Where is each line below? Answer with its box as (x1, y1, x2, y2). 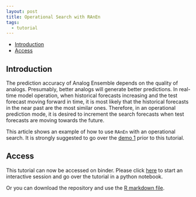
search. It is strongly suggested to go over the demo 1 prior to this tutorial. (6, 134, 184, 141)
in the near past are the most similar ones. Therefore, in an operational (6, 105, 176, 112)
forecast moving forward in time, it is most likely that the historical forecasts (6, 98, 189, 105)
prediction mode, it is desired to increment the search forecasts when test (6, 110, 184, 117)
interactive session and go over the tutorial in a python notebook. (6, 173, 163, 180)
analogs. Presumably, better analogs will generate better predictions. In (6, 86, 178, 93)
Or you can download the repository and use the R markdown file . (6, 184, 165, 191)
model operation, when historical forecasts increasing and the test (18, 92, 178, 99)
